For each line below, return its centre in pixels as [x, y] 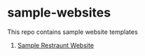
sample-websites [59, 13]
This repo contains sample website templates [72, 32]
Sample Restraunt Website [56, 45]
